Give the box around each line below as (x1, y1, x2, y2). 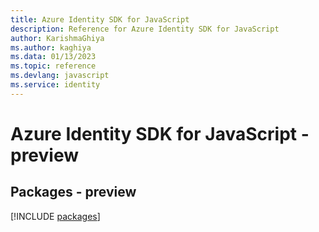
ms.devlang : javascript (10, 71, 110, 81)
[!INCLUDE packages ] (10, 210, 101, 222)
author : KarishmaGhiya (10, 33, 105, 43)
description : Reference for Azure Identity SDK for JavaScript (10, 24, 280, 34)
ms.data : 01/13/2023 (10, 52, 97, 62)
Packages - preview (10, 184, 137, 201)
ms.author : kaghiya (10, 42, 92, 53)
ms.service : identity (10, 80, 101, 90)
